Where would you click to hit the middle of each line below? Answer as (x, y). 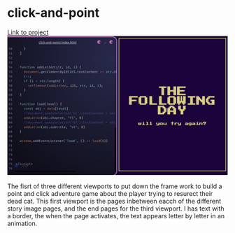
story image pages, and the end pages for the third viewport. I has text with (116, 209)
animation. (22, 223)
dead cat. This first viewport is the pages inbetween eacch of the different (114, 201)
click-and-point (54, 13)
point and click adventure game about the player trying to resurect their (110, 193)
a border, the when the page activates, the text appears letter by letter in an (116, 216)
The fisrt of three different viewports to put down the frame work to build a (115, 186)
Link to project (28, 32)
